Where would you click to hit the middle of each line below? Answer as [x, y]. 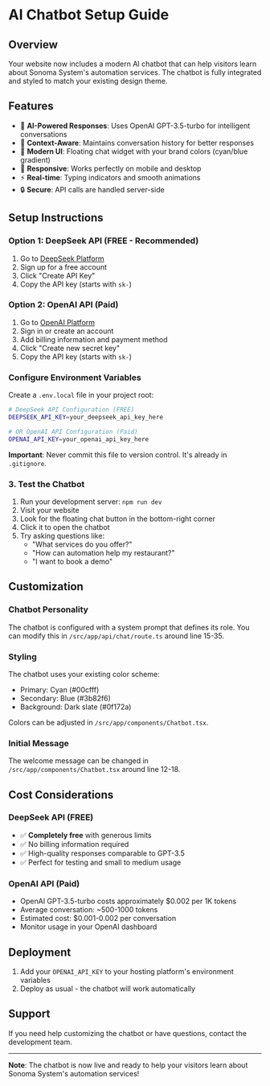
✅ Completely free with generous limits [86, 835]
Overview [33, 45]
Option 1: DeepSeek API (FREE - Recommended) [104, 241]
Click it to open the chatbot [65, 527]
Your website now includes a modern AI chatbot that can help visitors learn [133, 64]
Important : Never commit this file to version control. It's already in [118, 454]
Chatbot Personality [48, 609]
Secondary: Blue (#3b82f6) [65, 698]
